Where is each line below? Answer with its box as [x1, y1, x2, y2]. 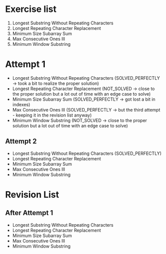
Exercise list [5, 3, 57, 15]
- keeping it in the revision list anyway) [12, 112, 92, 118]
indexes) [12, 101, 30, 108]
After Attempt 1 [5, 209, 53, 217]
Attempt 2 [5, 137, 37, 145]
